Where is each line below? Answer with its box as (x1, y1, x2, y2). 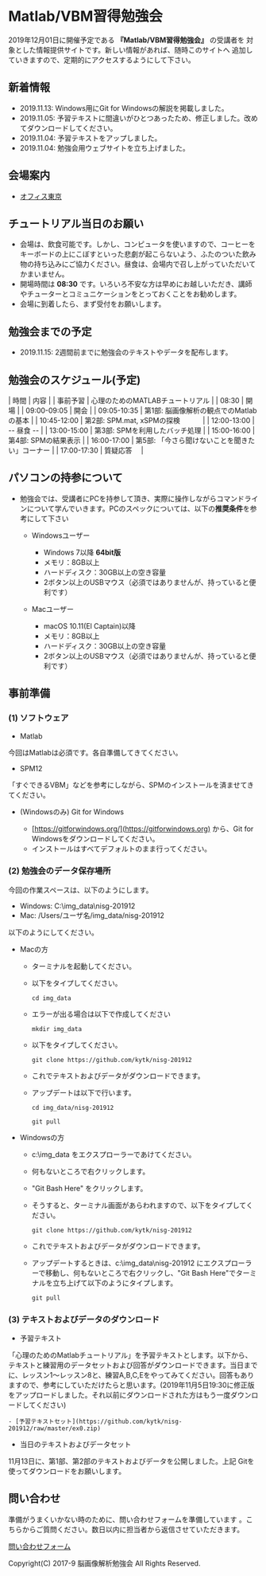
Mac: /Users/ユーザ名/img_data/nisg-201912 (19, 910, 164, 920)
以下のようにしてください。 (8, 927, 99, 937)
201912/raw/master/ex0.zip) (8, 1425, 102, 1433)
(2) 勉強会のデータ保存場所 (8, 865, 111, 876)
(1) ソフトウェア (8, 712, 69, 723)
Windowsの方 (19, 1132, 65, 1142)
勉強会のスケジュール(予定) (8, 373, 141, 386)
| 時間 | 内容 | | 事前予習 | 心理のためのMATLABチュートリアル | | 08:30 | (8, 396, 245, 405)
